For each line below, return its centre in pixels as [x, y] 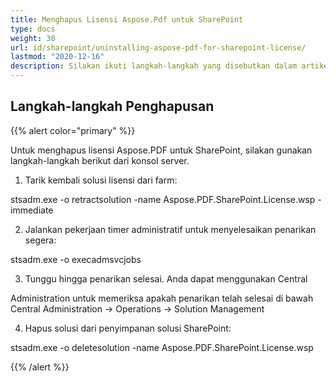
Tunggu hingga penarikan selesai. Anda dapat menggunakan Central [166, 278]
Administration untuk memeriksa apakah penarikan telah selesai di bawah [162, 298]
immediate [32, 210]
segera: [40, 240]
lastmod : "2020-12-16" [57, 57]
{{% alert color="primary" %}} [73, 130]
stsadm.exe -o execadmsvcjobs [76, 259]
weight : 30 [33, 38]
